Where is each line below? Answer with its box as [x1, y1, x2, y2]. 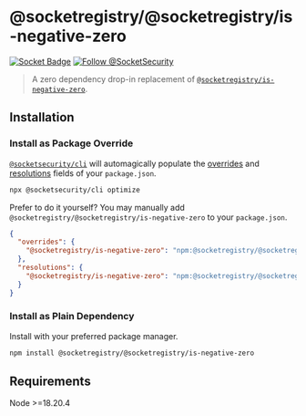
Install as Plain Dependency [9, 310, 135, 323]
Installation [9, 109, 75, 125]
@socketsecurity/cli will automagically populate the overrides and [9, 158, 260, 169]
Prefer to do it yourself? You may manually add [9, 202, 185, 213]
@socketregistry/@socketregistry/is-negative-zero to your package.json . [9, 212, 288, 223]
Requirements [9, 374, 91, 390]
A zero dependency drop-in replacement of [31, 73, 196, 84]
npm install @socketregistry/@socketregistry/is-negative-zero [9, 348, 255, 358]
